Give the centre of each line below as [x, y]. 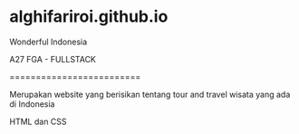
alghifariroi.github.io [89, 17]
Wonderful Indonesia [48, 42]
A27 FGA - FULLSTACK [53, 59]
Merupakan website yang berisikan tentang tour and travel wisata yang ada [150, 94]
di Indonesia [32, 104]
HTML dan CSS [38, 121]
